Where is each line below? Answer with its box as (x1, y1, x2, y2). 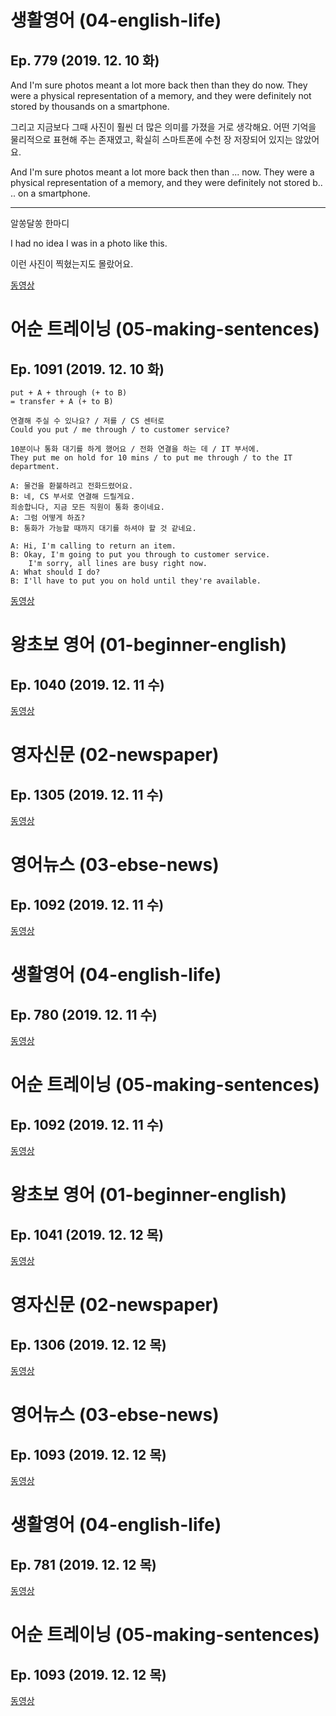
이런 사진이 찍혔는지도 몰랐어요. (10, 258, 134, 270)
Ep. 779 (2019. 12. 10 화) (10, 52, 160, 69)
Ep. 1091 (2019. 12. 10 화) (10, 361, 165, 378)
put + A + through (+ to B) (10, 388, 128, 398)
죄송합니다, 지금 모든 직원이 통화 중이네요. (10, 502, 166, 512)
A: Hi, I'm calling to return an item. (10, 541, 177, 551)
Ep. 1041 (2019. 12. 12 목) (10, 1226, 164, 1243)
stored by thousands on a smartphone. (10, 101, 170, 112)
